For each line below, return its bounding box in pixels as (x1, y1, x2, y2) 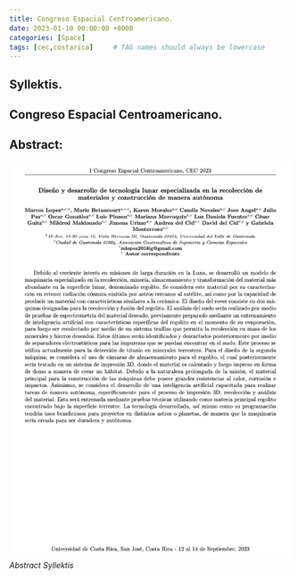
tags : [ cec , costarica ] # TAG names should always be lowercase (9, 43, 266, 52)
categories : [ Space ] (9, 33, 87, 42)
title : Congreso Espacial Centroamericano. (9, 14, 174, 23)
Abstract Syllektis (9, 559, 74, 570)
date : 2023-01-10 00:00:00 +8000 (9, 23, 134, 33)
